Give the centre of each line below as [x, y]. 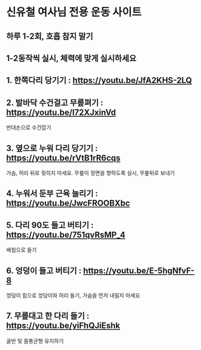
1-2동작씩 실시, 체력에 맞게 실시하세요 [71, 58]
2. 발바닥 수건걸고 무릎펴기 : [55, 102]
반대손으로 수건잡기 [29, 128]
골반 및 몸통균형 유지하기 [35, 340]
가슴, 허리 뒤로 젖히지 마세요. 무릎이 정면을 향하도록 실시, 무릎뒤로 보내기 [91, 173]
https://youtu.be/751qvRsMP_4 [66, 234]
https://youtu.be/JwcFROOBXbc [68, 203]
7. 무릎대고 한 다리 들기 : [48, 316]
